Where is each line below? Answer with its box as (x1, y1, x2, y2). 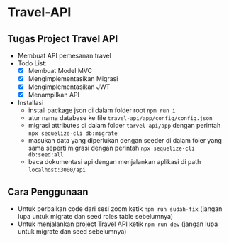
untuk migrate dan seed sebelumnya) (17, 227, 127, 236)
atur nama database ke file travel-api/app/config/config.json (28, 114, 213, 122)
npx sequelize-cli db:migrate (28, 130, 118, 137)
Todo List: (17, 59, 48, 67)
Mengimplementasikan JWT (28, 82, 111, 91)
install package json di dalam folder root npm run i (28, 106, 176, 114)
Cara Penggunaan (7, 185, 89, 198)
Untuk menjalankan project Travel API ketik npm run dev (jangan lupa (17, 220, 218, 228)
